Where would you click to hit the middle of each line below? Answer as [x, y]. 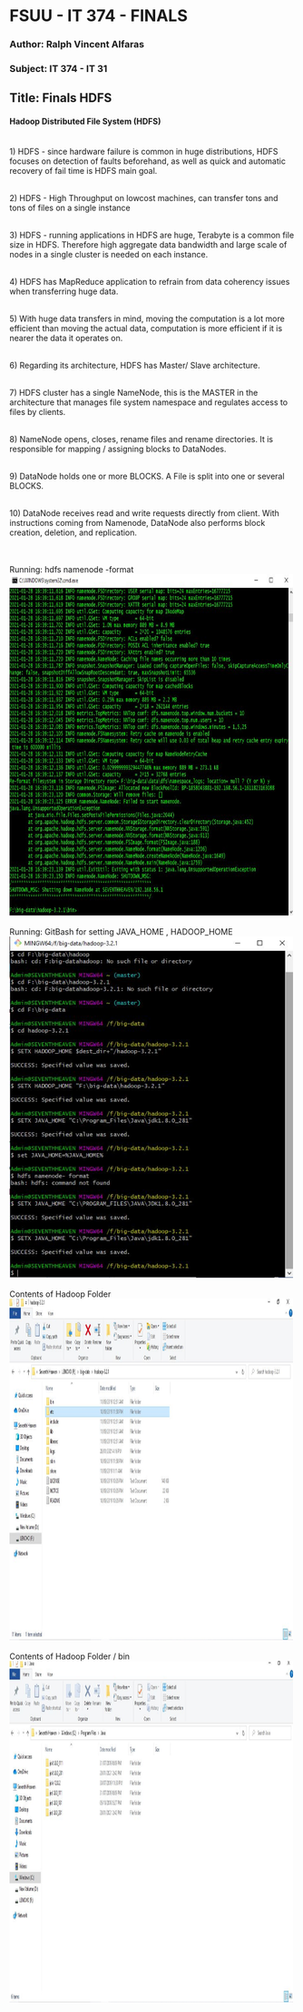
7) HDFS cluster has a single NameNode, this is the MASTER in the [134, 392]
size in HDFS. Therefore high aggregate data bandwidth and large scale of [148, 244]
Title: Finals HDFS [61, 98]
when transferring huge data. [64, 291]
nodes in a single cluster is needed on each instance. [109, 254]
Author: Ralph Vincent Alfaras [77, 45]
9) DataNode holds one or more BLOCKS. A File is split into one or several [147, 476]
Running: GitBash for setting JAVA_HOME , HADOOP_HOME [121, 931]
